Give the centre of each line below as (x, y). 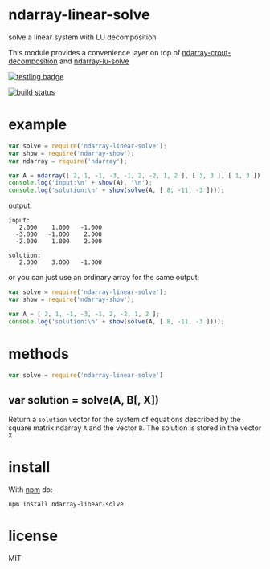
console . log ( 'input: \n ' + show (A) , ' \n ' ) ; (80, 183)
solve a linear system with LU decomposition (82, 37)
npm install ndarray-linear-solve (66, 504)
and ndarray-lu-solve (94, 61)
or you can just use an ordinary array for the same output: (104, 278)
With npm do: (31, 490)
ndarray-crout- (207, 52)
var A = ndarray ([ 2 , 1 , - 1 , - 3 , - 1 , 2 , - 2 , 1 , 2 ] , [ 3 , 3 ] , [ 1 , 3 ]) (135, 175)
